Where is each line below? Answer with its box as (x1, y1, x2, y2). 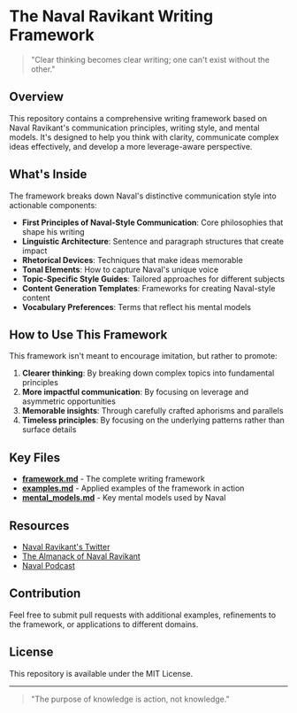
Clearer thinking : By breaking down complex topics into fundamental (21, 368, 275, 378)
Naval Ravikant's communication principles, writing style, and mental (9, 122, 260, 133)
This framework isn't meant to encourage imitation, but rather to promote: (9, 351, 278, 361)
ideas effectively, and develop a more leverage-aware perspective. (9, 141, 253, 151)
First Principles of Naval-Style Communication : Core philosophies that (21, 217, 284, 228)
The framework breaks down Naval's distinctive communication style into (9, 190, 277, 201)
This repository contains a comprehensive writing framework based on (9, 112, 268, 123)
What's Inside (9, 167, 88, 182)
